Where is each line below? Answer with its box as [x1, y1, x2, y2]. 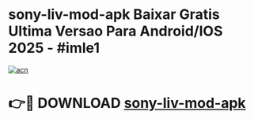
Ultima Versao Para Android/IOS [8, 22, 223, 40]
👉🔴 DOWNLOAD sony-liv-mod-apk [8, 95, 247, 112]
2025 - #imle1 [8, 39, 100, 57]
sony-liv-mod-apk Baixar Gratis [8, 6, 220, 24]
